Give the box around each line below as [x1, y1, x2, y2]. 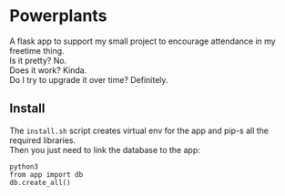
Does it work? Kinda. [9, 65, 87, 76]
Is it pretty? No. [9, 55, 67, 66]
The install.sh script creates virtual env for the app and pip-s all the [9, 125, 270, 136]
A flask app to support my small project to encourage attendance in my [9, 36, 276, 46]
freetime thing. [9, 45, 66, 56]
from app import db [9, 170, 84, 179]
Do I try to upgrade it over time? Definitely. [9, 74, 168, 85]
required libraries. [9, 134, 76, 146]
